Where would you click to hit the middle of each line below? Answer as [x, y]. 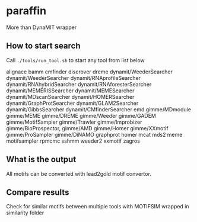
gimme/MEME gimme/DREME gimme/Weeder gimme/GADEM [81, 115]
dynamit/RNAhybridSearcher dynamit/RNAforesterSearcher [79, 84]
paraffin [26, 11]
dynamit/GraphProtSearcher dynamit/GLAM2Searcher [72, 103]
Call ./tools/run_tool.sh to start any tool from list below [75, 60]
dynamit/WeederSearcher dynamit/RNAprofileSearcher [74, 78]
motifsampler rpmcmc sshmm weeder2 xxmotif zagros [73, 141]
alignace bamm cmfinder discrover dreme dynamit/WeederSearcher [90, 72]
